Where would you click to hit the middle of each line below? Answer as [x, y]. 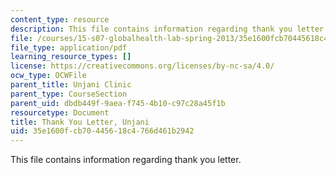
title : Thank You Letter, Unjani [80, 122]
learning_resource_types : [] [71, 57]
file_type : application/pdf [69, 47]
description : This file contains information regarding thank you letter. [169, 29]
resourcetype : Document [60, 112]
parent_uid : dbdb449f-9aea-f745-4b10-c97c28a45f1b [118, 103]
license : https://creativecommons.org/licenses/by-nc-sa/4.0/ [142, 66]
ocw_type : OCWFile [48, 76]
